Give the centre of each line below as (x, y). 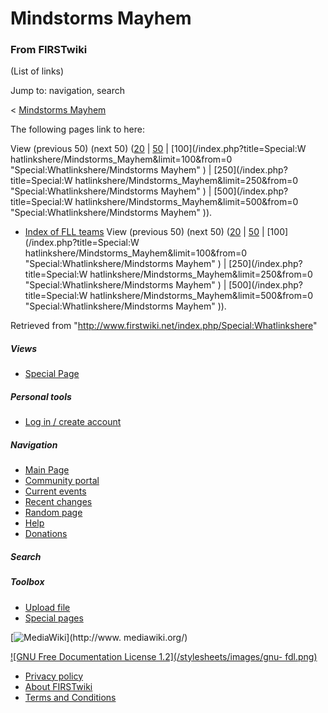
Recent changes (58, 502)
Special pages (54, 618)
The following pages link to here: (77, 129)
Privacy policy (54, 676)
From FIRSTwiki (49, 50)
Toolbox (27, 582)
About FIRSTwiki (58, 686)
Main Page (47, 470)
